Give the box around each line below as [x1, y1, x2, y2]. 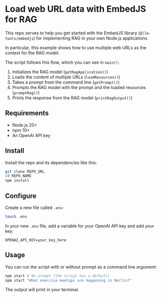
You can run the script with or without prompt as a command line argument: [5, 264, 157, 270]
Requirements [5, 109, 49, 117]
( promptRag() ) [12, 90, 40, 95]
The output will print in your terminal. [5, 287, 80, 293]
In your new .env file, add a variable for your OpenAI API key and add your [5, 223, 155, 228]
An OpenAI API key [12, 132, 51, 138]
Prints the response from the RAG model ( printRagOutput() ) [12, 94, 133, 101]
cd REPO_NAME [5, 174, 32, 179]
